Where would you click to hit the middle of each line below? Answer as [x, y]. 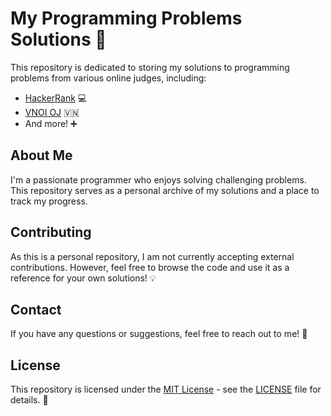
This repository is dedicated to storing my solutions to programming [150, 67]
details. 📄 [29, 400]
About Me [41, 155]
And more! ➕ [51, 123]
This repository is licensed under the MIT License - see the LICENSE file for [166, 389]
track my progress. [49, 201]
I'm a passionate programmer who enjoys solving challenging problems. [158, 179]
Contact [36, 309]
